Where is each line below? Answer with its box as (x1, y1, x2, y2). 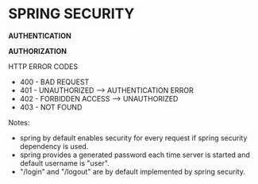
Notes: (8, 117, 30, 127)
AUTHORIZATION (8, 46, 67, 56)
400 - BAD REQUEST (19, 77, 90, 86)
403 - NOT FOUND (19, 102, 83, 112)
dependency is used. (19, 141, 89, 151)
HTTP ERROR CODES (8, 61, 78, 71)
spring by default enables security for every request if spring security (19, 132, 248, 143)
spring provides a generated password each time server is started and (19, 150, 250, 159)
